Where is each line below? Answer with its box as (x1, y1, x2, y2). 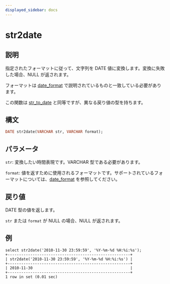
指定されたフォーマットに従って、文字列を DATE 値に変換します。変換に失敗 (5, 65, 165, 71)
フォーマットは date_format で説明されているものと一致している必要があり (5, 82, 161, 88)
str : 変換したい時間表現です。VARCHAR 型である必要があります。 (5, 159, 143, 165)
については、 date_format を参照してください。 (22, 176, 120, 183)
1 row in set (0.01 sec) (5, 274, 58, 279)
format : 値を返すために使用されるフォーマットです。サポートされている (5, 170, 155, 176)
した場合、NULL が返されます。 (5, 72, 72, 78)
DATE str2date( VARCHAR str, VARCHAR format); (5, 129, 103, 134)
